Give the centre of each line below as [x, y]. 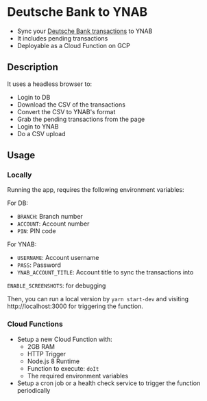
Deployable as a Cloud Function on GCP [73, 45]
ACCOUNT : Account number [53, 224]
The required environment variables [78, 376]
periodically [34, 390]
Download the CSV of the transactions [71, 105]
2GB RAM [41, 346]
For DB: [18, 203]
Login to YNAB [38, 126]
